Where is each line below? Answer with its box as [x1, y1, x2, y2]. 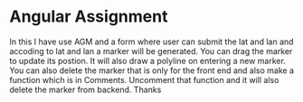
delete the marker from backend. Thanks [9, 84, 162, 95]
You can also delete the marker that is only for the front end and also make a [9, 65, 294, 76]
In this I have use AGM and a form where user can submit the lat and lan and [9, 36, 294, 47]
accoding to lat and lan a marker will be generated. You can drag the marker [9, 45, 293, 56]
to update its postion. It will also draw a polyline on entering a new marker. [9, 55, 287, 66]
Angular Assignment [9, 6, 168, 27]
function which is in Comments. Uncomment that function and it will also [9, 74, 279, 85]
